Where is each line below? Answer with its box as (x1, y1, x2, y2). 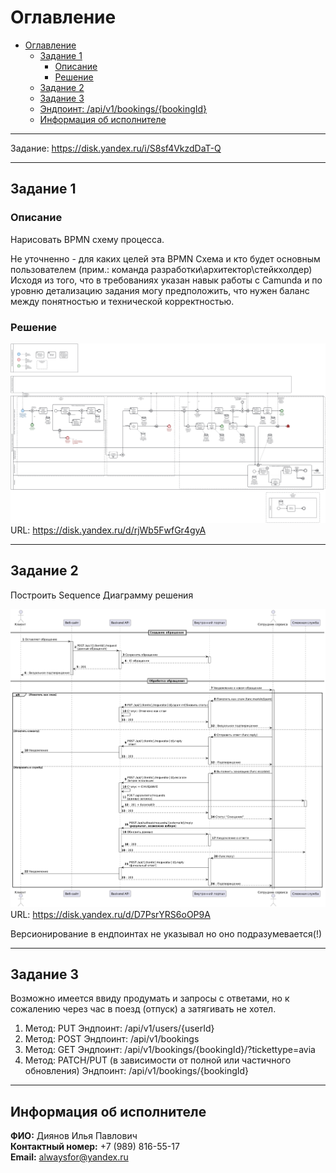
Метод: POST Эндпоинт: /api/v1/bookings (24, 1033, 200, 1045)
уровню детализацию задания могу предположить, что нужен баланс (10, 284, 310, 296)
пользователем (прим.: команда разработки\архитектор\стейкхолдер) (10, 263, 313, 275)
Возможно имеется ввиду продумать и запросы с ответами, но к (10, 992, 290, 1005)
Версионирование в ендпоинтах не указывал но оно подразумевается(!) (10, 927, 323, 940)
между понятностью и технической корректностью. (10, 295, 235, 307)
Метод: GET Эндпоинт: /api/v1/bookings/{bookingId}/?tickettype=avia (24, 1044, 316, 1056)
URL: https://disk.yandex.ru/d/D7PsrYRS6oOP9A (10, 908, 211, 920)
